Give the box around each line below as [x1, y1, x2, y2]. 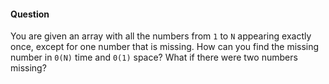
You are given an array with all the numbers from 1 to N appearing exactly [10, 30, 312, 42]
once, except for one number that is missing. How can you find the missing [10, 41, 320, 53]
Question [10, 8, 50, 20]
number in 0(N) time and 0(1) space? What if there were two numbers [10, 51, 298, 64]
